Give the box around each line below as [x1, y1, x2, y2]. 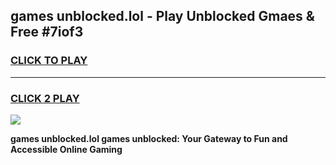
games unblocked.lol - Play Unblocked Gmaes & [10, 8, 315, 25]
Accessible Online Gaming [10, 143, 123, 155]
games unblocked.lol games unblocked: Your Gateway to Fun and [10, 132, 288, 144]
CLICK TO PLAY [10, 54, 88, 68]
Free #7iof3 [10, 24, 84, 41]
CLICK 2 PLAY [10, 91, 80, 105]
